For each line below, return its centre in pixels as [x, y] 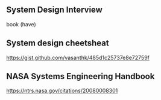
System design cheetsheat [58, 43]
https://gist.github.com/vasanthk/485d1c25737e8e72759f [78, 57]
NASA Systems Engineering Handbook [80, 76]
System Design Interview [54, 10]
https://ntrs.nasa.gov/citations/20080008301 [62, 91]
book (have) [21, 24]
